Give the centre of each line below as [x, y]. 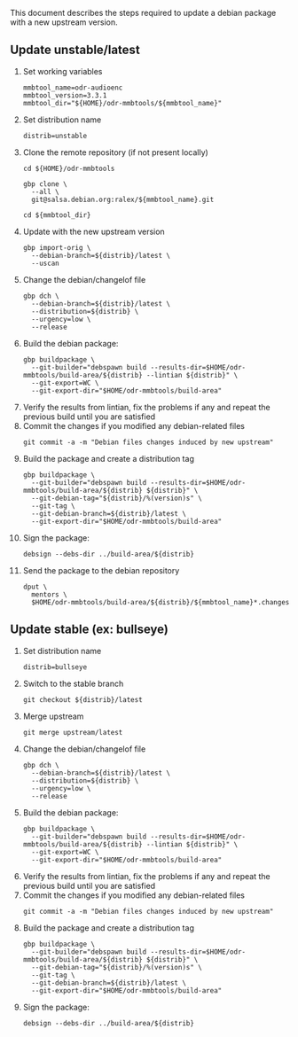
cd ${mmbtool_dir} [57, 215]
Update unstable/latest [75, 50]
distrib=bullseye [55, 667]
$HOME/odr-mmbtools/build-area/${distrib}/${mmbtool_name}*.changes [161, 602]
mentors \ [49, 594]
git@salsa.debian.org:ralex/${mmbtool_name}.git [123, 199]
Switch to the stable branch [73, 683]
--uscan [46, 263]
